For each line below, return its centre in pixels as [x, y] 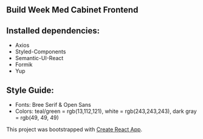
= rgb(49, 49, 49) [37, 118]
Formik [24, 65]
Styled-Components [40, 52]
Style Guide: [30, 90]
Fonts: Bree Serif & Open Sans [53, 105]
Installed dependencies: [53, 31]
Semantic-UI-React [39, 58]
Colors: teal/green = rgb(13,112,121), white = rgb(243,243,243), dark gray [106, 111]
